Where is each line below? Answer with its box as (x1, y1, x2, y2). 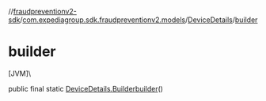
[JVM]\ (8, 69, 32, 78)
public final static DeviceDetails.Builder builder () (8, 84, 164, 93)
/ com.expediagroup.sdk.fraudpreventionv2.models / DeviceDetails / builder (19, 15, 258, 24)
